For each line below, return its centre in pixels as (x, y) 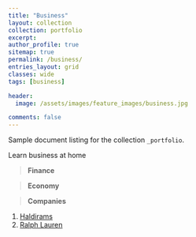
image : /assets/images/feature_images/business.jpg (102, 103)
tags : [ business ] (37, 81)
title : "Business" (38, 15)
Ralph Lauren (41, 225)
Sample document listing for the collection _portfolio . (96, 140)
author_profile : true (44, 45)
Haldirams (36, 216)
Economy (43, 186)
